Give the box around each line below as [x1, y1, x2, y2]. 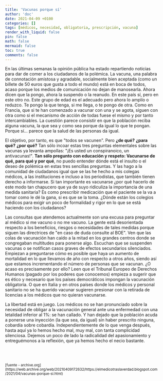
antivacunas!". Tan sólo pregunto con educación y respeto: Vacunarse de [5, 153, 156, 159]
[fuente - [5, 363, 20, 368]
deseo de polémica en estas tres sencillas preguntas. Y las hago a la [5, 163, 143, 169]
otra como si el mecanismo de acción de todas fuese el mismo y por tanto [5, 113, 153, 119]
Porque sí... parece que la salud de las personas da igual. [5, 128, 120, 134]
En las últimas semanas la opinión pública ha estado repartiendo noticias [5, 66, 151, 72]
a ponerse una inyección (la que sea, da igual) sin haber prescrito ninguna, [5, 317, 155, 323]
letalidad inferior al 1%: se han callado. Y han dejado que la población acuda [5, 312, 158, 318]
